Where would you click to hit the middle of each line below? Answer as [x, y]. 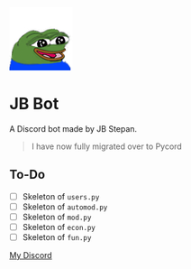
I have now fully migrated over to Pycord [106, 146]
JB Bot [34, 104]
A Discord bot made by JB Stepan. [73, 128]
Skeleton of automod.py [65, 207]
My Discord [31, 255]
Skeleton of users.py [61, 196]
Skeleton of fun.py [57, 237]
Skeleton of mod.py [57, 217]
